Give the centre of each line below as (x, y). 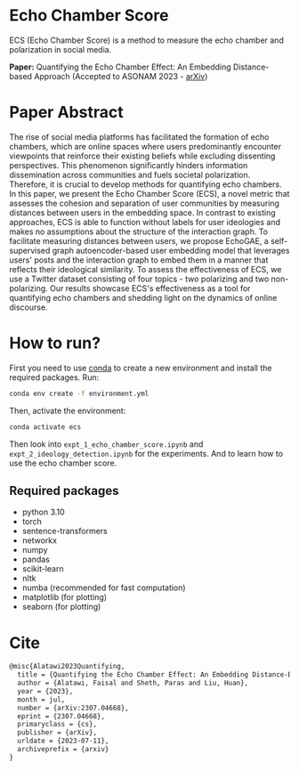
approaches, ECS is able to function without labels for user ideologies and (145, 222)
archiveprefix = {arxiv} (63, 750)
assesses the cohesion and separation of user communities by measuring (145, 203)
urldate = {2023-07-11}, (63, 741)
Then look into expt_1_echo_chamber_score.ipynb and (106, 444)
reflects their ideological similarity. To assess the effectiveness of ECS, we (145, 269)
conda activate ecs (45, 427)
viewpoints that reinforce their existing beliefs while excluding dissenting (142, 156)
